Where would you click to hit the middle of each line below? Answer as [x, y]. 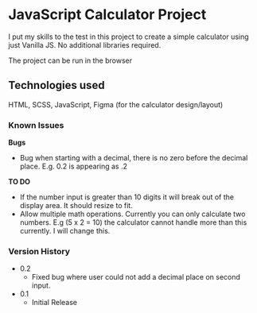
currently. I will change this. [65, 231]
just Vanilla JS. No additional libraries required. [85, 44]
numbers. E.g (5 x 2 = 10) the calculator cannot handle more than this [133, 222]
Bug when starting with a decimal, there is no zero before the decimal [134, 158]
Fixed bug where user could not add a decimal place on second [136, 277]
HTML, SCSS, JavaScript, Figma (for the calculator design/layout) [116, 104]
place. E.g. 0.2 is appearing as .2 [73, 166]
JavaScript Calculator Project [107, 15]
